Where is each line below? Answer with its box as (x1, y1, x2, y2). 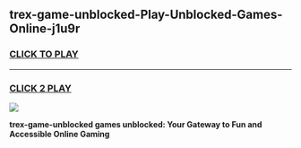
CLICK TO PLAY (9, 48, 79, 61)
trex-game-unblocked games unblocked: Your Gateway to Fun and (9, 118, 262, 129)
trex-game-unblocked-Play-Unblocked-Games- (9, 7, 283, 22)
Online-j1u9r (9, 22, 81, 37)
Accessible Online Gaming (9, 128, 110, 139)
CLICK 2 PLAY (9, 82, 72, 94)
